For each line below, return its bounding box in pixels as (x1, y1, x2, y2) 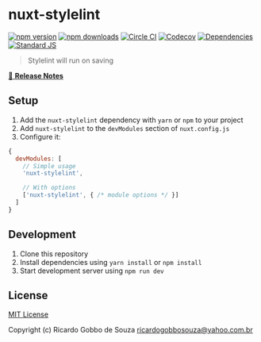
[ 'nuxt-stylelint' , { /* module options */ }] (22, 191, 179, 199)
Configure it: (19, 132, 61, 141)
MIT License (8, 309, 49, 319)
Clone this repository (19, 248, 89, 259)
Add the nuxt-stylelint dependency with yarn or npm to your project (19, 115, 244, 125)
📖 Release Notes (8, 71, 63, 80)
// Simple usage (22, 162, 77, 170)
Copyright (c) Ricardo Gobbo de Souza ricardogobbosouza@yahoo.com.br (8, 325, 254, 335)
